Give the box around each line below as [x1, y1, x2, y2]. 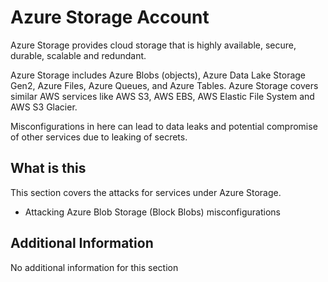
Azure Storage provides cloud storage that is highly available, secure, [10, 39, 297, 51]
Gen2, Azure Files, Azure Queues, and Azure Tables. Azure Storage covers [10, 79, 319, 91]
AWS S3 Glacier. [10, 101, 78, 113]
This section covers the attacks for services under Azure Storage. [10, 186, 282, 198]
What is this [10, 160, 87, 177]
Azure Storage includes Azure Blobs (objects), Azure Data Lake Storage [10, 69, 307, 81]
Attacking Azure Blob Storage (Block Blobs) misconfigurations [24, 206, 281, 218]
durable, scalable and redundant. [10, 49, 147, 61]
